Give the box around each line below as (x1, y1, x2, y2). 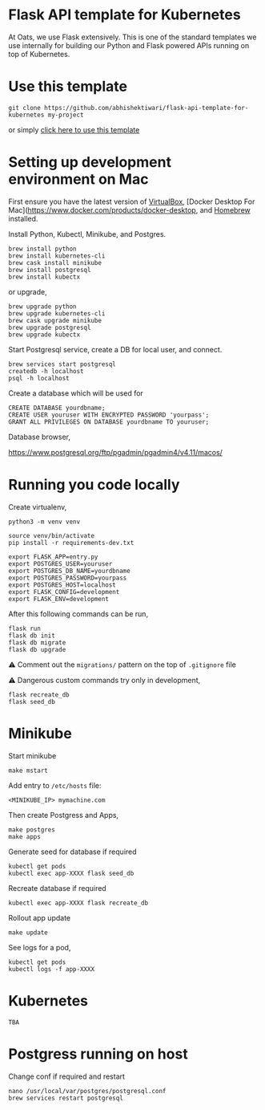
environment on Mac (8, 170, 149, 189)
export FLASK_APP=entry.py (8, 552, 98, 561)
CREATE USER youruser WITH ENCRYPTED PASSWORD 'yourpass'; (8, 411, 210, 419)
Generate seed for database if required (8, 847, 138, 856)
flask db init (8, 632, 56, 640)
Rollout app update (8, 913, 71, 922)
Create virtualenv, (8, 502, 67, 511)
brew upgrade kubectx (8, 331, 81, 339)
